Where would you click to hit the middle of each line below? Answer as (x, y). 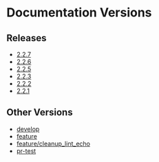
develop (28, 129)
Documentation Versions (79, 13)
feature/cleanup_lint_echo (53, 143)
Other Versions (40, 112)
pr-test (26, 151)
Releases (26, 38)
